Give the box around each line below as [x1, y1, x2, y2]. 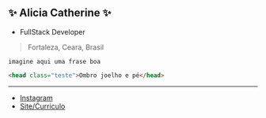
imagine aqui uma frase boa [8, 57, 101, 65]
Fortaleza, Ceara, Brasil [27, 42, 104, 52]
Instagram [19, 93, 53, 102]
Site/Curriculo [19, 101, 66, 111]
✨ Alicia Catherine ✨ [8, 6, 112, 20]
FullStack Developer [19, 27, 85, 36]
